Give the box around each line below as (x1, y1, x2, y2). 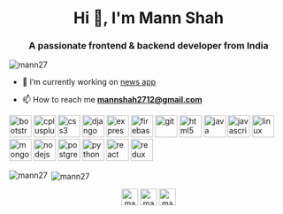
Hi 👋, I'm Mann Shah (73, 8, 224, 28)
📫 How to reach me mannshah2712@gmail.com (21, 95, 203, 105)
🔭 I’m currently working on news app (21, 77, 157, 88)
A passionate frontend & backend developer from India (28, 40, 269, 52)
